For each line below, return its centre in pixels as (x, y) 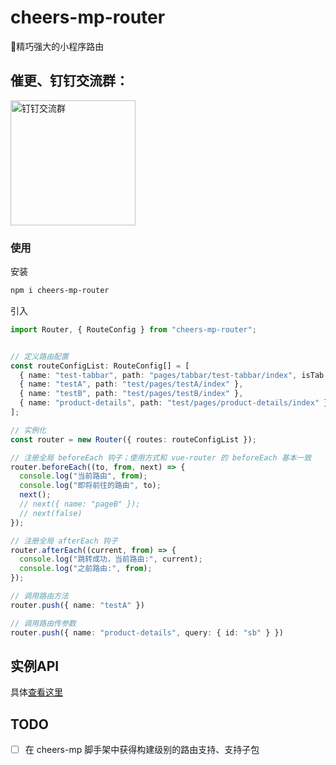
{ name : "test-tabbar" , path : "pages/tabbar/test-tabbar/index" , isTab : (174, 375)
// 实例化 (28, 430)
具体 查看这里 (36, 692)
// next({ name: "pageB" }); (80, 504)
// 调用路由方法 (39, 596)
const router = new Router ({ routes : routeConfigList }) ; (133, 439)
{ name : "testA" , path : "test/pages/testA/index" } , (131, 384)
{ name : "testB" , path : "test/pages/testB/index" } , (131, 394)
